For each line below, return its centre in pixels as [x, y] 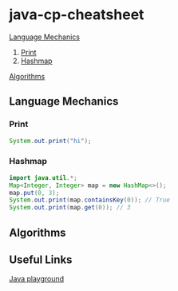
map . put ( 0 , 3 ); [34, 193]
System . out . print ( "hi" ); [50, 141]
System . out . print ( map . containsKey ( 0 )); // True [90, 200]
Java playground [37, 279]
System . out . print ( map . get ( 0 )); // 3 [70, 208]
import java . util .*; [44, 177]
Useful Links [41, 259]
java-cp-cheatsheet [77, 15]
